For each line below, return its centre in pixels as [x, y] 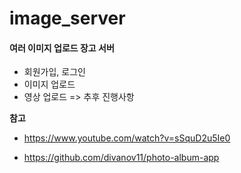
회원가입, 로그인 [54, 72]
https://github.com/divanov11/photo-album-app [121, 158]
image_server [67, 18]
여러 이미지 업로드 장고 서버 [62, 48]
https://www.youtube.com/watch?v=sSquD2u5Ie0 [127, 138]
